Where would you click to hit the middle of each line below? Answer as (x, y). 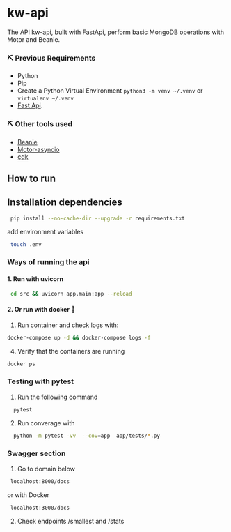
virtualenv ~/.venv (46, 99)
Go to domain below (46, 469)
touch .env (26, 244)
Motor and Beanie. (34, 39)
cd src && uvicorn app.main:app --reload (71, 294)
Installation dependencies (65, 203)
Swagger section (37, 453)
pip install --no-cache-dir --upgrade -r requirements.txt (98, 218)
